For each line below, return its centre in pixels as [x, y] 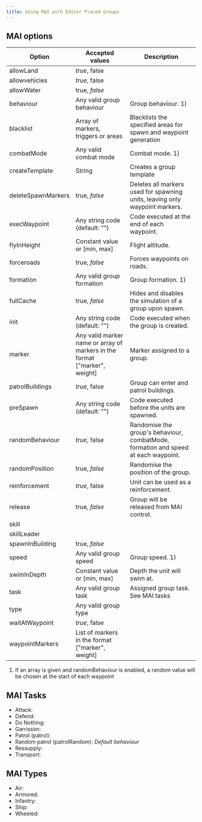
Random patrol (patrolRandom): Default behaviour [77, 742]
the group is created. [159, 326]
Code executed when [160, 318]
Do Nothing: [30, 723]
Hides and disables [157, 294]
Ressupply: [29, 748]
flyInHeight [25, 246]
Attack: [24, 710]
